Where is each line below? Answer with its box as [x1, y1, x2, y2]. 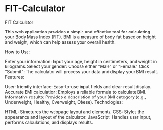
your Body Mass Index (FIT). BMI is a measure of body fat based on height [5, 34, 156, 40]
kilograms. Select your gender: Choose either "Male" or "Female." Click [5, 64, 149, 69]
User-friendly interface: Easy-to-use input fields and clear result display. [5, 83, 152, 89]
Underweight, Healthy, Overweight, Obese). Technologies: [5, 99, 123, 105]
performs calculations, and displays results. [5, 119, 93, 125]
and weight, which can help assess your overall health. [5, 39, 116, 45]
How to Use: [5, 49, 30, 55]
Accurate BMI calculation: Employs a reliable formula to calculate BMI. [5, 89, 147, 95]
